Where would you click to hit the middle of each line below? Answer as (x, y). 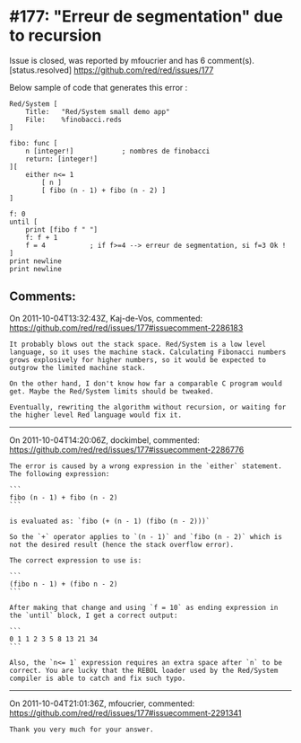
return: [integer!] (62, 159)
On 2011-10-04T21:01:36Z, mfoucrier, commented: (102, 703)
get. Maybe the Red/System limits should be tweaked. (112, 391)
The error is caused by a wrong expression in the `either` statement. (146, 466)
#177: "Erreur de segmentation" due (146, 17)
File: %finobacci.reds (74, 119)
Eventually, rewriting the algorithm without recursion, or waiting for (148, 407)
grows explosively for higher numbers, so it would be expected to (138, 360)
